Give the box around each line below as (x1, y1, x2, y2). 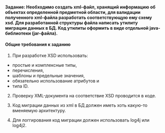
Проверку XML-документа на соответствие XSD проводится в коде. (12, 92, 157, 98)
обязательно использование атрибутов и (12, 78, 99, 84)
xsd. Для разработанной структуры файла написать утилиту (5, 20, 138, 26)
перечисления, (12, 67, 44, 73)
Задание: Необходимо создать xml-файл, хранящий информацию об (5, 4, 156, 10)
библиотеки (5, 30, 31, 36)
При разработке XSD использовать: (12, 52, 88, 58)
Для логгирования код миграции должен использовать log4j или (12, 117, 150, 123)
